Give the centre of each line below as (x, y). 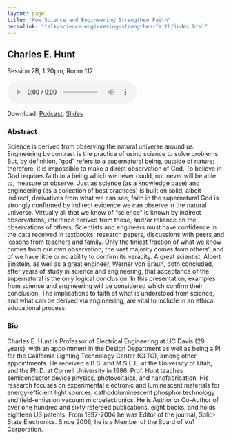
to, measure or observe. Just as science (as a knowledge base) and (103, 183)
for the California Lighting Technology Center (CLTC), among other (102, 356)
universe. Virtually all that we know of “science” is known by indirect (104, 213)
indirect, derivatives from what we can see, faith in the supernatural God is (113, 198)
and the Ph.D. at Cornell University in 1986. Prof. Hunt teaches (95, 370)
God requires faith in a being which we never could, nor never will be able (112, 176)
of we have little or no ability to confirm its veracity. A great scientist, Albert (114, 257)
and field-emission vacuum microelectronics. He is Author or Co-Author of (113, 400)
